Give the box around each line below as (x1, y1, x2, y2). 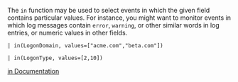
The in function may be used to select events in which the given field (7, 6, 210, 14)
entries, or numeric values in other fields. (7, 28, 128, 37)
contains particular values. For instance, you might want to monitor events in (7, 13, 231, 22)
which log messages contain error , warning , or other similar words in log (7, 21, 220, 29)
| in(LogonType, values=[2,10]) (7, 54, 103, 61)
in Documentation (7, 67, 60, 75)
